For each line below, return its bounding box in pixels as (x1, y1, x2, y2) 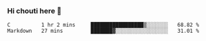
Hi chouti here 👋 (7, 6, 62, 16)
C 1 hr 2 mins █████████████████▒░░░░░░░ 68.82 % (7, 22, 199, 29)
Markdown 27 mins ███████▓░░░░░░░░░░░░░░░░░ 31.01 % (7, 27, 199, 35)
